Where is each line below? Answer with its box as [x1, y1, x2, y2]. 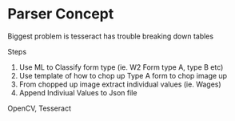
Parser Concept [7, 5, 114, 23]
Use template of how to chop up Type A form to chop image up [18, 71, 228, 80]
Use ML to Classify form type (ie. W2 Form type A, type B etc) [18, 62, 224, 72]
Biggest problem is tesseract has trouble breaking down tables [7, 31, 213, 41]
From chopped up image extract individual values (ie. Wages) [18, 79, 221, 89]
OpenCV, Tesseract [7, 103, 71, 113]
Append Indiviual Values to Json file [18, 87, 137, 97]
